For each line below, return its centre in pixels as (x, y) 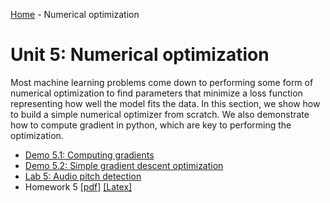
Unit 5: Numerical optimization (140, 55)
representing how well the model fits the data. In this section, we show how (165, 103)
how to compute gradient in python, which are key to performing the (151, 125)
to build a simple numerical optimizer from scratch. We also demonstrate (160, 114)
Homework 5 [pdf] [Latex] (78, 186)
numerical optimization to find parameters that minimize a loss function (156, 93)
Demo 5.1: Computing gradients (89, 155)
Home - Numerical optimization (75, 14)
